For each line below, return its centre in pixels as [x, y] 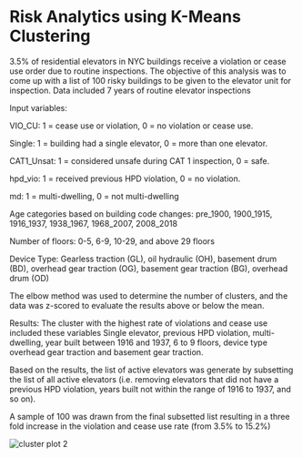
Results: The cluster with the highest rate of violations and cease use [139, 323]
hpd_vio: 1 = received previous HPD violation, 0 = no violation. [125, 178]
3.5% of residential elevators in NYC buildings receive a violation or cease [148, 61]
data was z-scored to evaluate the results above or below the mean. [137, 305]
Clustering [50, 36]
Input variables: [39, 107]
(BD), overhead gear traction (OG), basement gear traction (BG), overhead [149, 268]
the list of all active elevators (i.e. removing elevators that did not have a [144, 379]
